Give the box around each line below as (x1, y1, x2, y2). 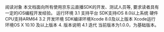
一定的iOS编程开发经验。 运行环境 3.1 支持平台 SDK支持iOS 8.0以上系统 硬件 (5, 10, 158, 16)
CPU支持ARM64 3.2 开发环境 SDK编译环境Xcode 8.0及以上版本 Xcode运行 (5, 16, 156, 21)
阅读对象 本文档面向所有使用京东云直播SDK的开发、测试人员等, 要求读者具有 (5, 4, 159, 10)
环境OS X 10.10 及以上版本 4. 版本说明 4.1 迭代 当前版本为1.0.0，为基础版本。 (5, 22, 159, 28)
